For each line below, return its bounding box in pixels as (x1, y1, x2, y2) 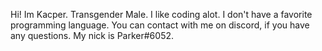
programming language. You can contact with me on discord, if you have (10, 19, 310, 31)
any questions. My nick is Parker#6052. (10, 30, 175, 41)
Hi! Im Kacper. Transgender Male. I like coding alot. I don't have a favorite (10, 9, 313, 20)
